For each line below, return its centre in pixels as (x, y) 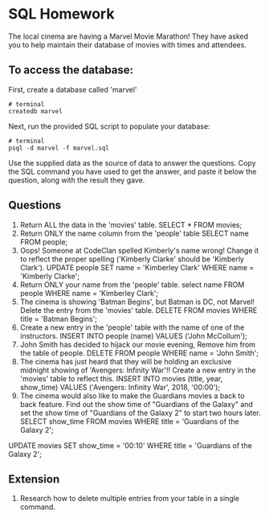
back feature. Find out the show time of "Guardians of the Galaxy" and (136, 404)
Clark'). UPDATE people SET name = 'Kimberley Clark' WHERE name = (137, 267)
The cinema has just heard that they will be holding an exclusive (126, 361)
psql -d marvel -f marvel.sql (59, 148)
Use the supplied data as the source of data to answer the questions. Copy (132, 162)
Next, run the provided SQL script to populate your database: (109, 126)
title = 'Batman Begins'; (59, 319)
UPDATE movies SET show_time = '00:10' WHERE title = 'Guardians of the (130, 445)
